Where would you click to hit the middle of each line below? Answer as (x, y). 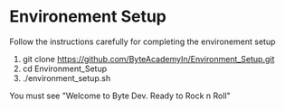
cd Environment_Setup (64, 69)
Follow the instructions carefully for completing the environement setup (142, 41)
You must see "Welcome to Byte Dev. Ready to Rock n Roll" (120, 96)
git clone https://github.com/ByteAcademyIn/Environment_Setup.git (148, 59)
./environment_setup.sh (66, 78)
